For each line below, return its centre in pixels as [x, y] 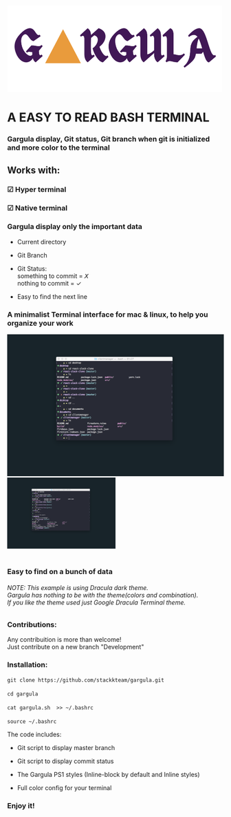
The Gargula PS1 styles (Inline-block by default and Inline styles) [109, 774]
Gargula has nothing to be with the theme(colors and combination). [103, 595]
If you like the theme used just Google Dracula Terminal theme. [97, 602]
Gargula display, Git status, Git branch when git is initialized [109, 139]
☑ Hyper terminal [37, 190]
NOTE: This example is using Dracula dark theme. [78, 588]
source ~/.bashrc [32, 721]
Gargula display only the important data [75, 227]
